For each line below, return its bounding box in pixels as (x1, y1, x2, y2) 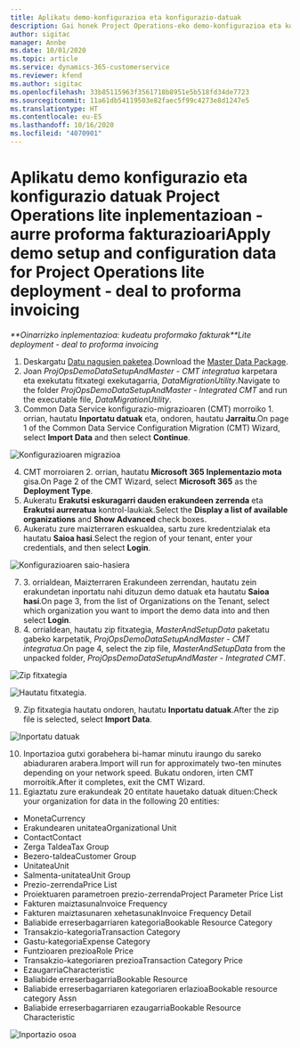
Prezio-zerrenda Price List (22, 879, 118, 889)
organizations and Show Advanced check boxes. (22, 513, 207, 524)
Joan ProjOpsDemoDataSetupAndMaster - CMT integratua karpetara (22, 365, 278, 376)
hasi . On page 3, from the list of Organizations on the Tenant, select (22, 595, 270, 606)
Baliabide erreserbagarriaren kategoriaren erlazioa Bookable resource (22, 983, 279, 994)
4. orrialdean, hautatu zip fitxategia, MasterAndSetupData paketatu (22, 624, 270, 635)
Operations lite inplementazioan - (10, 206, 264, 225)
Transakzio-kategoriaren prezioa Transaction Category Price (22, 954, 244, 965)
